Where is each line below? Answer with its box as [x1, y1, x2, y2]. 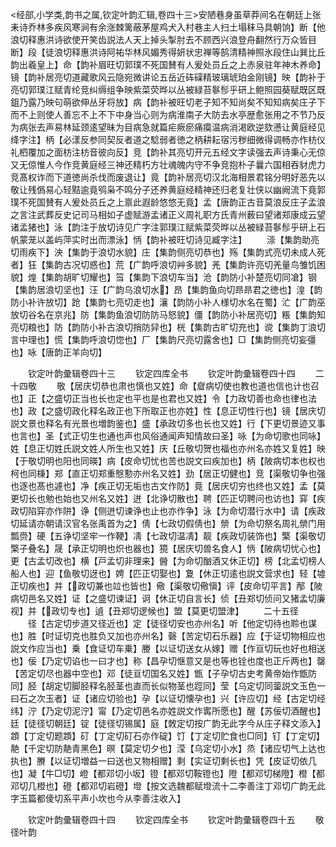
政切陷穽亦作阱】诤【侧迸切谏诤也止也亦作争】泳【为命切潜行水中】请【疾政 [10, 505, 326, 517]
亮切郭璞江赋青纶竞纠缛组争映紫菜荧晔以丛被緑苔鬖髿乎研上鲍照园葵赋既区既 [10, 84, 326, 95]
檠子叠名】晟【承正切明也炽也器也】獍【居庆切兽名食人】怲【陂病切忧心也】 [10, 543, 326, 554]
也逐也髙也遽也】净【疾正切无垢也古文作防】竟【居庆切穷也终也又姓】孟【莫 [10, 480, 326, 492]
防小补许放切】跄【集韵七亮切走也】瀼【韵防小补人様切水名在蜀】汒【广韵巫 [10, 296, 326, 308]
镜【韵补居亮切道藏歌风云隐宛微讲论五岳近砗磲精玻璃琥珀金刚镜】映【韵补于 [10, 71, 326, 83]
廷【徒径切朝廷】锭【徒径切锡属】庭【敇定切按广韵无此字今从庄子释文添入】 [10, 718, 326, 729]
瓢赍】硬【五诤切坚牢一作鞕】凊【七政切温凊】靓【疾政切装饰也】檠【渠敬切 [10, 530, 326, 542]
